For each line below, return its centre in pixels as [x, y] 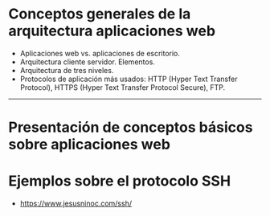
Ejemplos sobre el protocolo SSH [120, 181]
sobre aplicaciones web [90, 145]
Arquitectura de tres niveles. [67, 70]
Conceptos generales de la [100, 14]
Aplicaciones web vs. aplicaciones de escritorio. [100, 53]
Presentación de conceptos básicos [131, 127]
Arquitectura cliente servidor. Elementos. [87, 62]
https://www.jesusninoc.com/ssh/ [76, 204]
